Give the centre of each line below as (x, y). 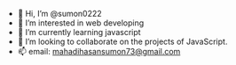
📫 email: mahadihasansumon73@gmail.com (99, 51)
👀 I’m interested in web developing (81, 23)
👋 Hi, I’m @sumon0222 (59, 14)
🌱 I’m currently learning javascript (79, 32)
